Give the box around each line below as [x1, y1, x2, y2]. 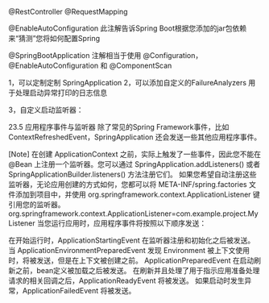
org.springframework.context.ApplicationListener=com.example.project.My [8, 209, 259, 218]
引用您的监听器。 [8, 200, 65, 209]
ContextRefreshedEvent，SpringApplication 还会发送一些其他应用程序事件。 [8, 132, 262, 142]
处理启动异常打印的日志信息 [14, 88, 107, 98]
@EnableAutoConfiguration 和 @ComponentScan [8, 60, 172, 70]
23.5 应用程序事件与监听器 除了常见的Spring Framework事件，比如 [8, 122, 230, 131]
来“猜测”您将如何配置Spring [8, 34, 101, 43]
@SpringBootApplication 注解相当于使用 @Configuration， [8, 51, 203, 60]
